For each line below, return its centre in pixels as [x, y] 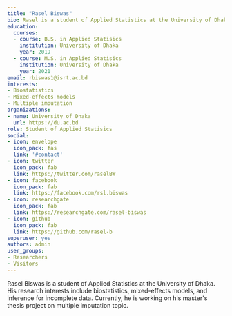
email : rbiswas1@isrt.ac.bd [48, 78]
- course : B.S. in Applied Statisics [68, 39]
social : [18, 135]
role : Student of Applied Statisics [60, 129]
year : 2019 [35, 52]
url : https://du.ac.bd [46, 122]
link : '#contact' [38, 155]
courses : [26, 33]
